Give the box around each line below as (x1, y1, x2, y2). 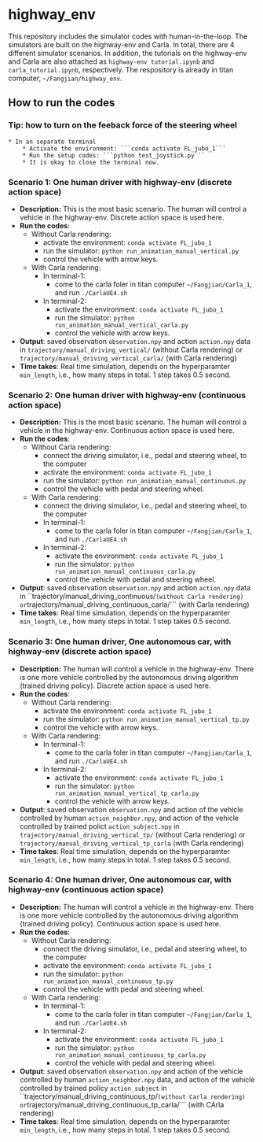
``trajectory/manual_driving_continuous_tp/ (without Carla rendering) (19, 1092, 246, 1101)
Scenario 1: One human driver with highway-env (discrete (8, 176, 232, 187)
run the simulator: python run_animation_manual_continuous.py (42, 476, 247, 486)
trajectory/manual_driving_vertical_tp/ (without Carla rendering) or (19, 830, 246, 839)
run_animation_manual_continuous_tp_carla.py (54, 1051, 206, 1059)
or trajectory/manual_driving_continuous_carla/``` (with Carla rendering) (19, 600, 250, 609)
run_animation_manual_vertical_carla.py (54, 321, 189, 329)
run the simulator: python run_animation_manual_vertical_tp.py (42, 714, 250, 723)
